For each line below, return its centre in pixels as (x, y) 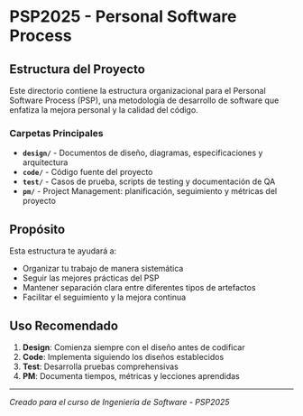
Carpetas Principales (56, 133)
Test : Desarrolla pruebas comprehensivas (100, 366)
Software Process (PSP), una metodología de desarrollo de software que (144, 100)
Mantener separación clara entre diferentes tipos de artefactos (139, 288)
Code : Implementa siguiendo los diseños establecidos (123, 356)
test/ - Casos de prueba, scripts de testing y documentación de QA (149, 181)
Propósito (37, 229)
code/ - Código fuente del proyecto (87, 172)
